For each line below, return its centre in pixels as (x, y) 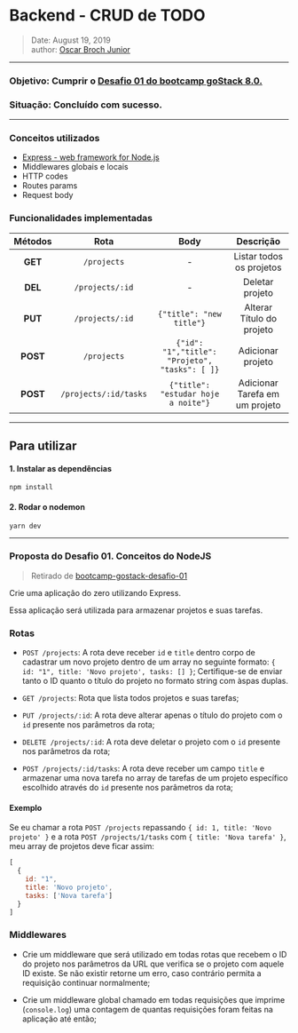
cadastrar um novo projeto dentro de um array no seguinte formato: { (149, 662)
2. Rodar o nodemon (47, 506)
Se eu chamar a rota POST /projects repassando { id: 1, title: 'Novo (141, 828)
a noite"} (190, 402)
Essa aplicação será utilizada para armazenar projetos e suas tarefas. (136, 610)
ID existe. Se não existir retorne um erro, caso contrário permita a (141, 973)
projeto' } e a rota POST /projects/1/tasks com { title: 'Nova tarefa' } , (148, 837)
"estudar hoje (190, 393)
